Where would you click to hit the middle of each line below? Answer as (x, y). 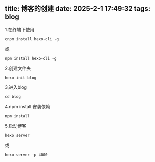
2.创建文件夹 (18, 68)
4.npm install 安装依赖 (28, 106)
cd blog (13, 97)
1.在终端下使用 (20, 29)
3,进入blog (16, 87)
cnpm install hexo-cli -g (32, 39)
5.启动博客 (16, 126)
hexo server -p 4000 (27, 155)
